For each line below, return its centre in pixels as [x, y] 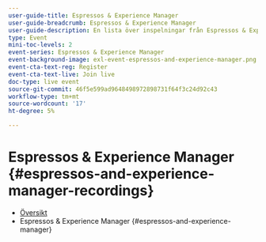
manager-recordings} [81, 191]
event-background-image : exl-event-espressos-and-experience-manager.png [133, 60]
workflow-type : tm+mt [44, 96]
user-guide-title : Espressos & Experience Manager [93, 15]
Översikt [33, 212]
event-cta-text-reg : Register [58, 67]
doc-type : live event [44, 81]
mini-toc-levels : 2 [40, 45]
